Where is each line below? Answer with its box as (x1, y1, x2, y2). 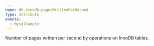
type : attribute (5, 12, 39, 17)
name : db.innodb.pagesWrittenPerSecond (5, 7, 89, 12)
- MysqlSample (10, 21, 39, 26)
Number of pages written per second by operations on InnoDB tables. (5, 35, 149, 41)
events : (5, 16, 22, 21)
